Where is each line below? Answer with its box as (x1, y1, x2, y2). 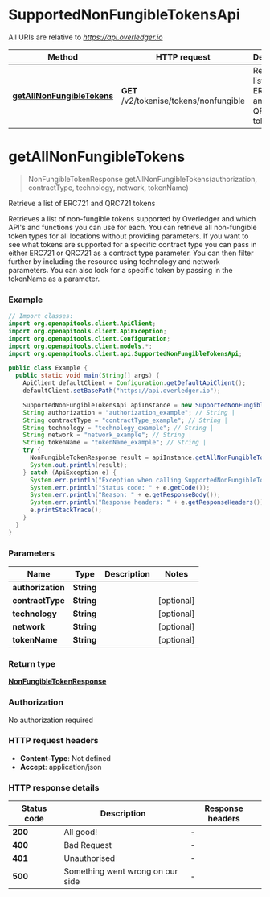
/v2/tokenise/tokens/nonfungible (121, 95, 245, 106)
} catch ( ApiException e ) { (22, 469, 117, 477)
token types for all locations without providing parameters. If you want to (8, 231, 249, 241)
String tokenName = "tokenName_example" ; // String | (22, 439, 207, 447)
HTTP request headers (8, 735, 99, 746)
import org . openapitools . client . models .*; (8, 342, 153, 350)
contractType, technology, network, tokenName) (27, 183, 189, 192)
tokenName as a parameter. (8, 274, 100, 283)
